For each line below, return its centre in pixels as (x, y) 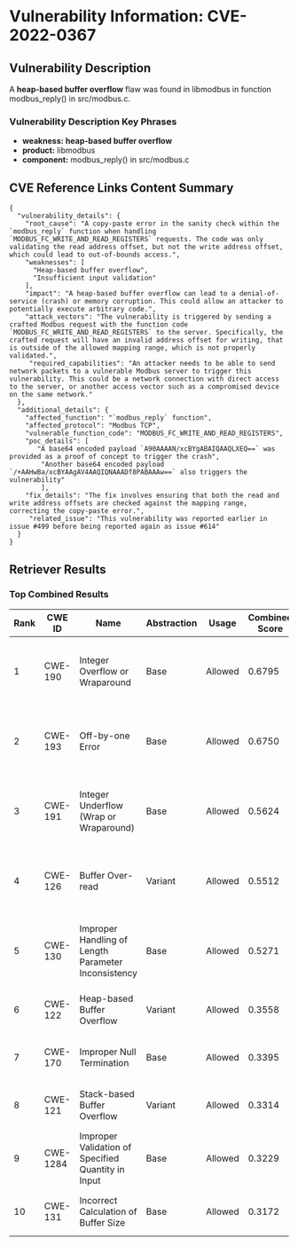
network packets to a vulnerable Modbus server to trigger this (130, 371)
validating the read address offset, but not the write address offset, (146, 247)
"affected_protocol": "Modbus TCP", (93, 426)
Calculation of (108, 1211)
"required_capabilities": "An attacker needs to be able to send (152, 364)
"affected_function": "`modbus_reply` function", (119, 418)
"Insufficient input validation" (94, 278)
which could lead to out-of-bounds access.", (94, 255)
